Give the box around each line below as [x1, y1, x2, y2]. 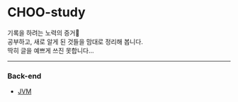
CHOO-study [7, 4, 86, 21]
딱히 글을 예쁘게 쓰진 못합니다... [7, 46, 94, 55]
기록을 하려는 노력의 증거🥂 [7, 28, 80, 37]
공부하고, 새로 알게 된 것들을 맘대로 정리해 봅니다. [7, 37, 144, 46]
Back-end [7, 71, 42, 81]
